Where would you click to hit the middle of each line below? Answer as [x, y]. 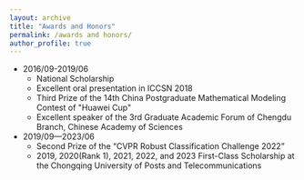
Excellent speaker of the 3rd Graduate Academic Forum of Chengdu [164, 117]
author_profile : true [51, 43]
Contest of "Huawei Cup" [84, 108]
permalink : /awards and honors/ [71, 35]
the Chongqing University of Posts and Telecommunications [149, 165]
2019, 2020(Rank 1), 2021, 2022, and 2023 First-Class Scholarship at [165, 156]
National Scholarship [75, 79]
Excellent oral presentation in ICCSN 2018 [114, 88]
